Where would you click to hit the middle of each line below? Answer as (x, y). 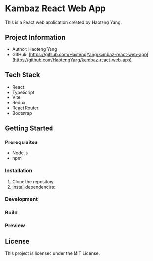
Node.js (20, 153)
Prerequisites (21, 142)
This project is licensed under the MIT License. (52, 253)
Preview (15, 226)
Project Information (35, 37)
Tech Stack (23, 75)
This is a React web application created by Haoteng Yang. (64, 22)
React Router (25, 108)
